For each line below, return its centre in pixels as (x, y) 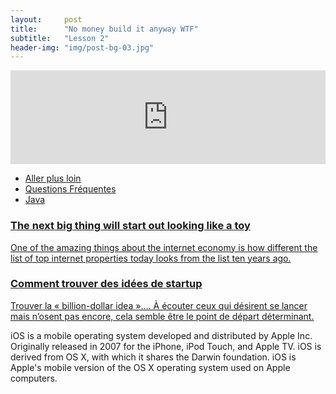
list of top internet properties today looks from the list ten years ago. (151, 258)
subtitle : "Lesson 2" (60, 38)
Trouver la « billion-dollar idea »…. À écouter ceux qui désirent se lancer (159, 305)
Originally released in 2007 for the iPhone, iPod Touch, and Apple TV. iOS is (166, 346)
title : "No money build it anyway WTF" (104, 29)
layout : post (46, 19)
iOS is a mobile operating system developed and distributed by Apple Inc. (161, 335)
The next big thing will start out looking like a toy (130, 226)
